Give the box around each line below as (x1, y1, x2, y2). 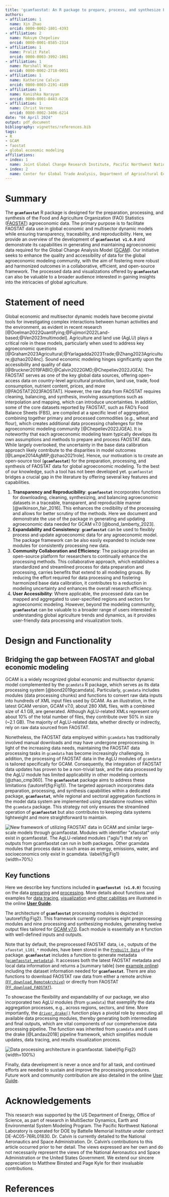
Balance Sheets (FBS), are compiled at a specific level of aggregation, (5, 410, 150, 416)
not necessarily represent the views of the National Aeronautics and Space (5, 1149, 160, 1155)
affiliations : (5, 153, 35, 158)
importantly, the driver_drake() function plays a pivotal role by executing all (5, 1010, 163, 1016)
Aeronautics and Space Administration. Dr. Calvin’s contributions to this (5, 1139, 153, 1145)
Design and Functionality (5, 635, 112, 647)
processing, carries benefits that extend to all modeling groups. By (12, 570, 151, 576)
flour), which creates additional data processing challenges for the (5, 420, 143, 427)
